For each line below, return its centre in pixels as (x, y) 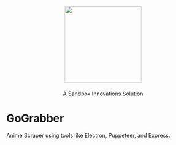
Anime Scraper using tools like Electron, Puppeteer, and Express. (88, 135)
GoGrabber (35, 118)
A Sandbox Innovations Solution (103, 94)
